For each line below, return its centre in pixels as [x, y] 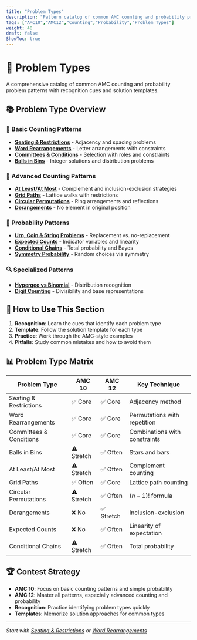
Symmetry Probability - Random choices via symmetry [82, 254]
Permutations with [154, 415]
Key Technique [159, 385]
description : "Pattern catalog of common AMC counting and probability [95, 17]
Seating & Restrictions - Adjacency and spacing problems [85, 142]
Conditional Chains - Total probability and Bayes [74, 248]
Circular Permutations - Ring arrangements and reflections [86, 201]
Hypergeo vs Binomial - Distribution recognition [73, 285]
